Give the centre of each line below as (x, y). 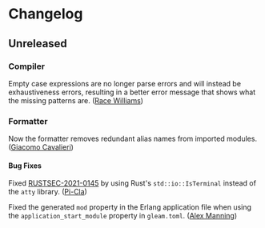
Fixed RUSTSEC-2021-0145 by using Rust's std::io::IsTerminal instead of (132, 183)
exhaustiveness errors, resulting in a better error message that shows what (132, 92)
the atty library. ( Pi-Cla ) (48, 192)
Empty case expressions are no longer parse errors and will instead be (125, 83)
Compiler (27, 66)
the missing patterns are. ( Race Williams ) (76, 100)
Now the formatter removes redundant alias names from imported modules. (133, 139)
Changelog (46, 14)
